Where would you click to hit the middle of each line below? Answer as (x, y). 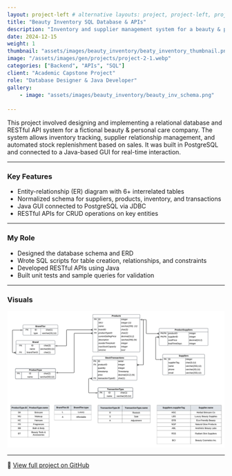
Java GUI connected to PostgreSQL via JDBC (81, 206)
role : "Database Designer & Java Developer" (72, 80)
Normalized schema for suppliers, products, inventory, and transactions (119, 199)
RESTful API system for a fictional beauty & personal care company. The (110, 130)
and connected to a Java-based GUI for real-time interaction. (94, 152)
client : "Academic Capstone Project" (61, 73)
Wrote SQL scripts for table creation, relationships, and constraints (112, 260)
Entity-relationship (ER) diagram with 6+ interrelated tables (100, 192)
